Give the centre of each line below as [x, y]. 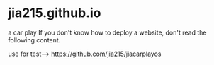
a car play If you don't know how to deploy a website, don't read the [107, 32]
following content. [34, 40]
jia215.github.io [55, 13]
